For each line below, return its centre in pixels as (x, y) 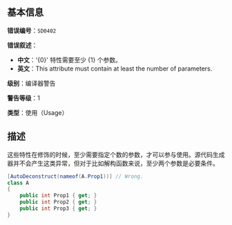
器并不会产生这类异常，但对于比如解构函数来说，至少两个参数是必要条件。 (113, 163)
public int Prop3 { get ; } (58, 208)
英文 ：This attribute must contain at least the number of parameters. (115, 69)
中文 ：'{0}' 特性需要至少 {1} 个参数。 (69, 60)
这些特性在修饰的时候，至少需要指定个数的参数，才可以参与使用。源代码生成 (116, 154)
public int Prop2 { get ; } (58, 202)
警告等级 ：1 (23, 98)
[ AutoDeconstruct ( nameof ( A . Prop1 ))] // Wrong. (75, 176)
